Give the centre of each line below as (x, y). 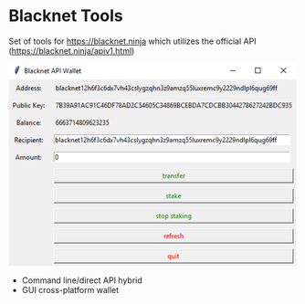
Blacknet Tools (66, 16)
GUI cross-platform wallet (70, 289)
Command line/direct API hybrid (82, 280)
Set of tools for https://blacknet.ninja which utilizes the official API (132, 41)
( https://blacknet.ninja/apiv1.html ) (72, 50)
